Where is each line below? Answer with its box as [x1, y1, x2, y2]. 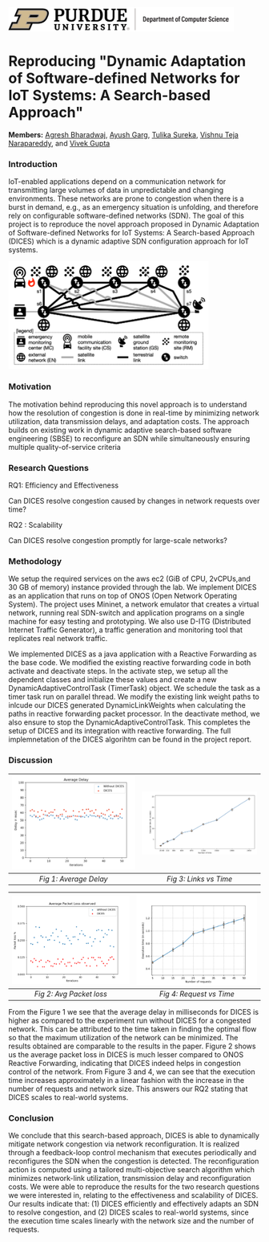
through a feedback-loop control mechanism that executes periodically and [8, 1148, 257, 1158]
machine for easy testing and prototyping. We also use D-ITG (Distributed [8, 617, 251, 627]
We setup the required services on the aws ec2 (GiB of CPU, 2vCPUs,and [8, 574, 251, 584]
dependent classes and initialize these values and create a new [8, 675, 217, 684]
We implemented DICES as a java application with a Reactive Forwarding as [8, 649, 258, 659]
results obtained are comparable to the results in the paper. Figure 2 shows [8, 1041, 256, 1051]
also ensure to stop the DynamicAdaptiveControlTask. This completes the [8, 717, 251, 727]
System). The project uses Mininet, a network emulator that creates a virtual [8, 599, 259, 609]
